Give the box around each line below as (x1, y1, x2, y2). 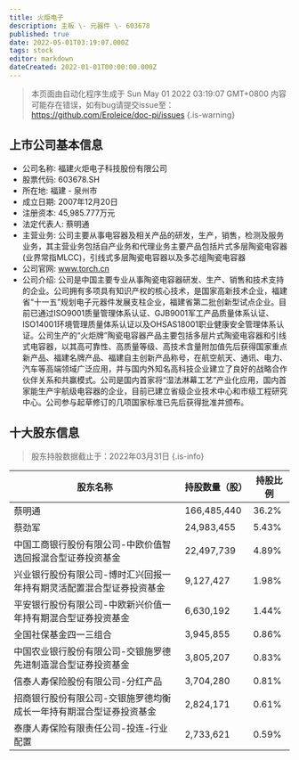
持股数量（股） (184, 480, 247, 493)
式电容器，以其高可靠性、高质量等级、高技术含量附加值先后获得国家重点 (21, 340, 287, 352)
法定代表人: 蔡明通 (21, 218, 90, 229)
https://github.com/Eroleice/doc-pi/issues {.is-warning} (30, 109, 236, 120)
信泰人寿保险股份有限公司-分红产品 (13, 674, 163, 687)
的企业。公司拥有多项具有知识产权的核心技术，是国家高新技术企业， (21, 285, 272, 296)
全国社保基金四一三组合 (13, 628, 113, 641)
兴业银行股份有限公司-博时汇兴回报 (13, 568, 163, 580)
